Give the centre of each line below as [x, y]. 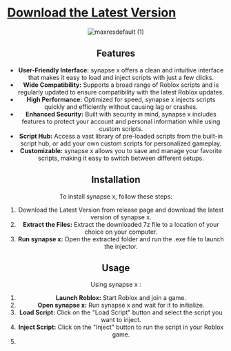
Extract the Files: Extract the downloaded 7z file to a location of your [121, 224]
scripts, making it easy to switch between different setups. [121, 158]
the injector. [121, 246]
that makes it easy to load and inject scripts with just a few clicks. [121, 77]
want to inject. [121, 320]
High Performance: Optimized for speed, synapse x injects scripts [121, 99]
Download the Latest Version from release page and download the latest [121, 210]
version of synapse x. [121, 217]
